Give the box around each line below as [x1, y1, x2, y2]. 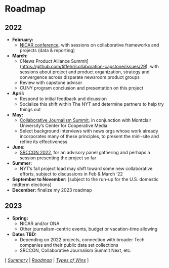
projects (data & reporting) [19, 48, 75, 53]
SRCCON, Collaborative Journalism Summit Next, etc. [19, 247, 132, 253]
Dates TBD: [12, 231, 36, 237]
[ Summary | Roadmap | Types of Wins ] [5, 257, 89, 263]
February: [12, 36, 34, 42]
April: [12, 91, 25, 96]
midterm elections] [12, 182, 52, 188]
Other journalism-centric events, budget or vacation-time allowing [19, 226, 158, 232]
